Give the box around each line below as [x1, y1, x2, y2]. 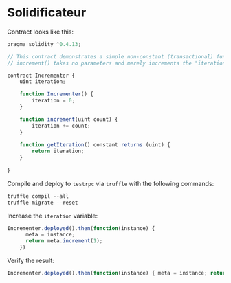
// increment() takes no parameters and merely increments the [7, 60, 192, 67]
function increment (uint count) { [19, 115, 118, 123]
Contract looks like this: [7, 27, 74, 36]
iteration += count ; [32, 122, 91, 129]
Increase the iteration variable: [7, 212, 98, 220]
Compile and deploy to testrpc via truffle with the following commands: [7, 179, 214, 188]
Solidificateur [7, 5, 87, 21]
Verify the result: [7, 256, 54, 265]
